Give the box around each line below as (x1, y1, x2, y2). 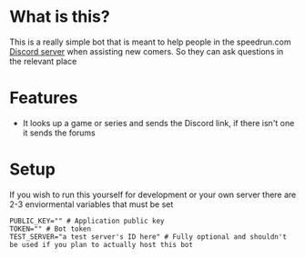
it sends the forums (22, 127, 96, 138)
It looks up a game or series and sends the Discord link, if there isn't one (22, 117, 295, 128)
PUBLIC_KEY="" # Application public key (9, 216, 166, 225)
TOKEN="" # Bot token (9, 224, 92, 233)
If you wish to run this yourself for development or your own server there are (9, 189, 297, 200)
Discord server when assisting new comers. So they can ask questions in (9, 45, 284, 56)
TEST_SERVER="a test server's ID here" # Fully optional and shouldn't (9, 232, 287, 242)
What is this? (9, 6, 111, 27)
